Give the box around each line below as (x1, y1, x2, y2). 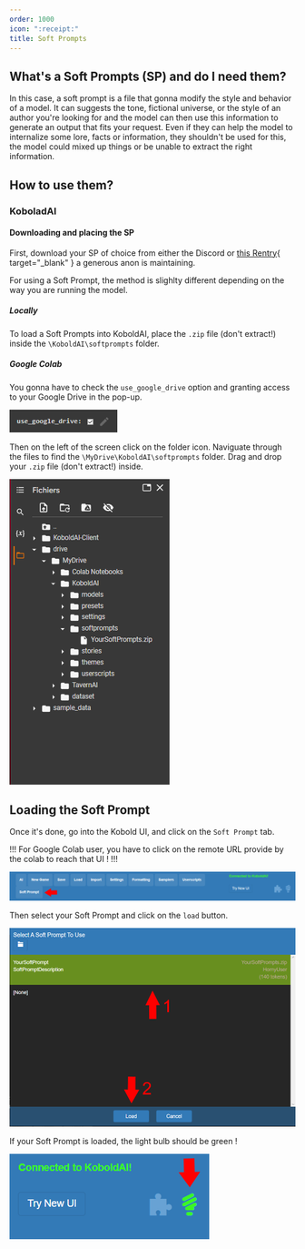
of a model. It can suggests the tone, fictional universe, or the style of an (9, 103, 281, 114)
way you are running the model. (9, 284, 129, 295)
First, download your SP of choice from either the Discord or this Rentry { (9, 247, 281, 259)
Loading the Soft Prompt (9, 802, 151, 818)
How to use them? (9, 178, 114, 193)
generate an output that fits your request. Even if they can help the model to (9, 122, 293, 133)
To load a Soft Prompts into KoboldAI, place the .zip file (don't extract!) (9, 328, 277, 339)
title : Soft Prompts (9, 34, 88, 43)
